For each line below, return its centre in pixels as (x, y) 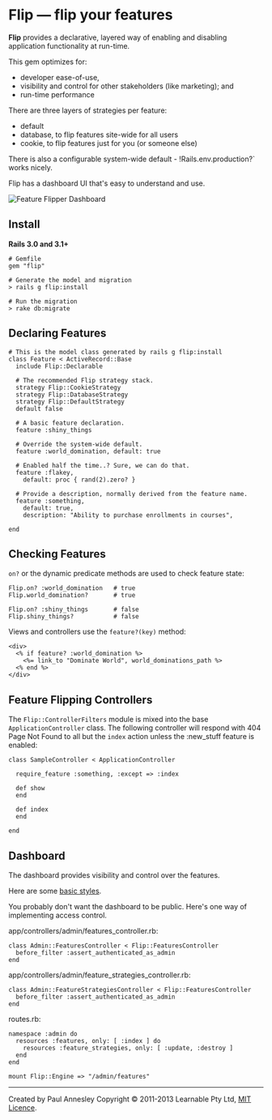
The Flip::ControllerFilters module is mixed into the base (108, 720)
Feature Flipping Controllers (81, 700)
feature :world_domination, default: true (88, 451)
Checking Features (57, 554)
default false (39, 408)
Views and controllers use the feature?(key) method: (97, 632)
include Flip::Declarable (59, 366)
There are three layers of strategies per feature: (88, 110)
